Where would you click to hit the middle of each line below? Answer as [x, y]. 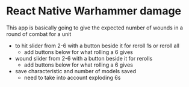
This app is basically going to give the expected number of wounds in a [95, 28]
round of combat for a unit [39, 34]
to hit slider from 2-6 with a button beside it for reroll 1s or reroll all [97, 46]
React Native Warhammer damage [94, 11]
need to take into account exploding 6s [72, 77]
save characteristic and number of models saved [76, 71]
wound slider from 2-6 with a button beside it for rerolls [84, 58]
